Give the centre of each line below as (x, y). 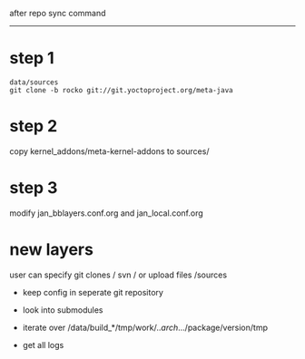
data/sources (34, 82)
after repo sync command (58, 13)
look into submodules (63, 310)
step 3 (34, 188)
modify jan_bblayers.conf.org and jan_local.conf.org (107, 213)
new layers (51, 249)
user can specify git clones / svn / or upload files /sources (118, 275)
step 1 (32, 58)
